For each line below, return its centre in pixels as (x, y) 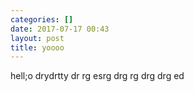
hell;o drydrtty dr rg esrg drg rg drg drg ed (97, 76)
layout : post (37, 38)
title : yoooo (37, 47)
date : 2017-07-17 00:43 (60, 29)
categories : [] (42, 19)
